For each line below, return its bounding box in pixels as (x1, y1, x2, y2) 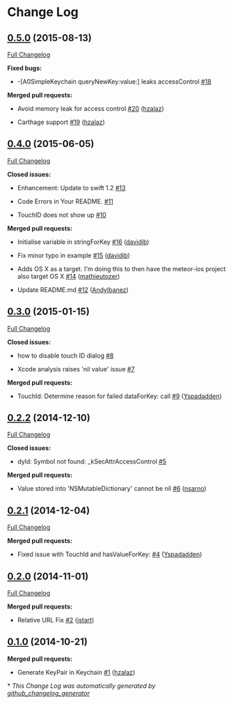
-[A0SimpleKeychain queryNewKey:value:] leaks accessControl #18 (17, 77, 212, 86)
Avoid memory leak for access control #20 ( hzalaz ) (17, 105, 165, 112)
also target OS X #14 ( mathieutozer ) (17, 272, 120, 280)
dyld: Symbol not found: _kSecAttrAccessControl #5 (17, 457, 167, 466)
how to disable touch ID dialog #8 (17, 351, 114, 360)
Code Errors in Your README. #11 (17, 197, 113, 206)
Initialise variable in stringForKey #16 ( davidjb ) (17, 238, 150, 246)
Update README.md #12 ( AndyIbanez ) (17, 285, 129, 293)
